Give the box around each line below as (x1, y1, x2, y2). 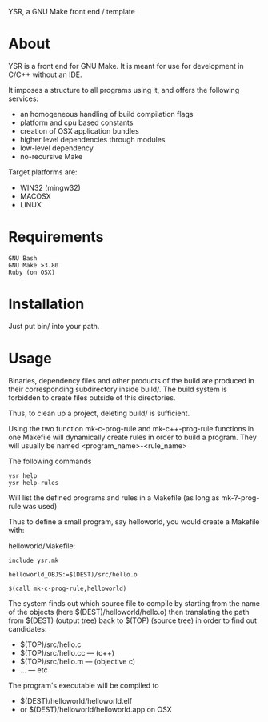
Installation (8, 295, 85, 313)
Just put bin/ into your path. (8, 321, 100, 331)
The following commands (8, 456, 92, 466)
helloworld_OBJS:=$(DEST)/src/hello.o (8, 570, 138, 579)
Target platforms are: (8, 167, 78, 177)
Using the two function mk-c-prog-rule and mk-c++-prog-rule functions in (8, 423, 254, 433)
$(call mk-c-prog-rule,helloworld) (8, 584, 127, 592)
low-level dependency (19, 143, 94, 153)
